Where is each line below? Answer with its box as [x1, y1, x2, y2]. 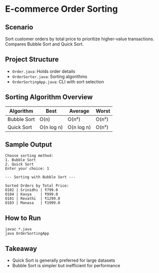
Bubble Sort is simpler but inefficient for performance [12, 263, 120, 269]
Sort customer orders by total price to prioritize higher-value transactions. [5, 36, 155, 42]
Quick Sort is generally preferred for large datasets [12, 257, 115, 263]
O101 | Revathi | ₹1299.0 [5, 196, 60, 201]
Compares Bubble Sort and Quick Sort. [5, 41, 84, 47]
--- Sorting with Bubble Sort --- [5, 175, 76, 180]
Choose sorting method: [5, 153, 54, 158]
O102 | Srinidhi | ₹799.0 [5, 188, 58, 193]
